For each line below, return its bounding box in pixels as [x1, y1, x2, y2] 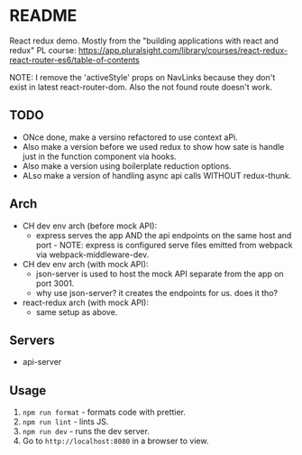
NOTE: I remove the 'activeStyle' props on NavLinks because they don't [9, 71, 276, 82]
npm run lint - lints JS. [22, 416, 109, 427]
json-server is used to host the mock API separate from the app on [35, 268, 284, 279]
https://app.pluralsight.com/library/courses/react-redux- [78, 44, 288, 55]
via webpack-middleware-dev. [35, 249, 150, 260]
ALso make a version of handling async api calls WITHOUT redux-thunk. [22, 170, 292, 181]
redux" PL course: [9, 44, 77, 55]
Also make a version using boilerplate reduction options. [22, 160, 232, 172]
